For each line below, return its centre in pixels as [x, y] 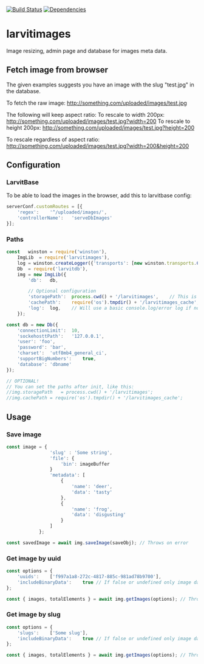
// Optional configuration [62, 291]
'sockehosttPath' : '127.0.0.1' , [61, 336]
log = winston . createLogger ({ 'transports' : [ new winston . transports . [107, 263]
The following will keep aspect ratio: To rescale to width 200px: [86, 114]
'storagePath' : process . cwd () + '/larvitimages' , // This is [113, 297]
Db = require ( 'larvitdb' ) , [53, 269]
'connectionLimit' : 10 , [49, 330]
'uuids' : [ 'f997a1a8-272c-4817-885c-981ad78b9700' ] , [90, 576]
